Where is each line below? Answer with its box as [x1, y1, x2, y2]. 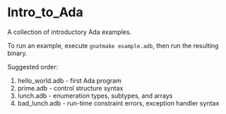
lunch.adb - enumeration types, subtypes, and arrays [17, 91, 173, 100]
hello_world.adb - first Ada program [17, 76, 121, 85]
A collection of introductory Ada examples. [7, 28, 132, 36]
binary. [7, 49, 28, 57]
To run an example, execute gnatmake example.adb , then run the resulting [7, 41, 219, 50]
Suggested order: [7, 62, 59, 71]
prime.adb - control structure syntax [17, 84, 124, 92]
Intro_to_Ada [7, 4, 83, 21]
